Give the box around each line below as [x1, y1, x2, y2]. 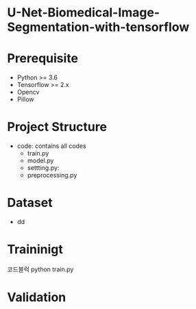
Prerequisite [7, 51, 79, 66]
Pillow [16, 95, 34, 103]
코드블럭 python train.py [7, 265, 74, 273]
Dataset [7, 195, 53, 210]
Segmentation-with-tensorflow [7, 19, 190, 35]
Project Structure [7, 119, 108, 135]
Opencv [16, 88, 40, 97]
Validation [7, 290, 66, 306]
